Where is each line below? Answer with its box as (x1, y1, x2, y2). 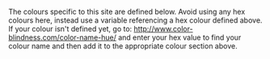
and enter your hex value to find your (118, 32, 242, 42)
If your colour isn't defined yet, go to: (8, 24, 133, 33)
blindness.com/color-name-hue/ (8, 32, 117, 42)
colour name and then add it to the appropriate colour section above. (8, 41, 238, 51)
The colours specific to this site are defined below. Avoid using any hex (8, 7, 246, 16)
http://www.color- (133, 24, 193, 33)
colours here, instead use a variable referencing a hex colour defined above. (8, 15, 263, 25)
